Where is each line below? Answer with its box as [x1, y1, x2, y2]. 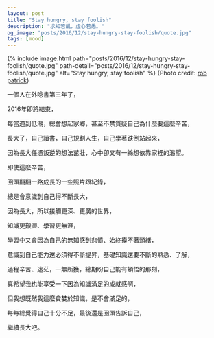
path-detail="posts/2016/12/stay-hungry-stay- [59, 62, 191, 70]
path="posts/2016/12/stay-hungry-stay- [72, 54, 185, 62]
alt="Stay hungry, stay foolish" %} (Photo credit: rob [59, 69, 207, 77]
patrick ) [7, 76, 29, 84]
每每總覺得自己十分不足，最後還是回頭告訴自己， [7, 309, 145, 317]
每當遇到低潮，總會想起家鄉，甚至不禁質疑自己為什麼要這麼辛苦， [7, 119, 193, 128]
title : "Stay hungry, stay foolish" [7, 16, 112, 23]
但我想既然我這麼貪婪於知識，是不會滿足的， [7, 294, 134, 302]
